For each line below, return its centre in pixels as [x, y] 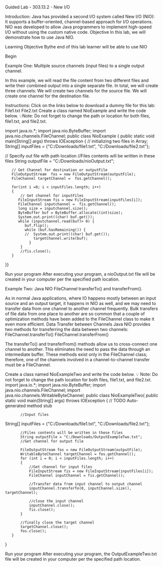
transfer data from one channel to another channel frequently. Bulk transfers [81, 308]
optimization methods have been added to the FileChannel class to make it [80, 319]
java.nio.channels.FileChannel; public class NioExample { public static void [80, 136]
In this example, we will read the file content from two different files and [77, 80]
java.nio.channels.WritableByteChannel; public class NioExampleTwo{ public [82, 395]
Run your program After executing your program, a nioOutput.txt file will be [80, 274]
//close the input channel [56, 501]
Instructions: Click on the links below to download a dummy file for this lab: [80, 105]
